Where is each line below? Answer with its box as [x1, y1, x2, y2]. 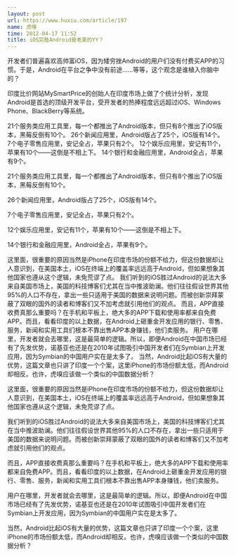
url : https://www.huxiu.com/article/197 [7, 17, 128, 24]
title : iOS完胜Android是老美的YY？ [7, 37, 104, 44]
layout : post [7, 10, 46, 18]
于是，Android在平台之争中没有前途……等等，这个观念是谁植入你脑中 [19, 65, 220, 74]
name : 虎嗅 [7, 23, 37, 30]
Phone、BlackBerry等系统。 [7, 107, 89, 115]
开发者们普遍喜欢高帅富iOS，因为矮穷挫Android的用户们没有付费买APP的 [7, 57, 219, 65]
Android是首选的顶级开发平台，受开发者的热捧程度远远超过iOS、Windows [7, 98, 221, 106]
